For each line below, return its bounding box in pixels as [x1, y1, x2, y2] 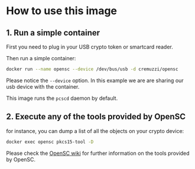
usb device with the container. [6, 83, 80, 90]
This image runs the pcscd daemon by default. [6, 95, 118, 102]
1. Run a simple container [6, 28, 100, 38]
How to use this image [6, 4, 117, 18]
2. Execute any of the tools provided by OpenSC [6, 112, 186, 122]
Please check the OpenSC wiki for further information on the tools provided [6, 149, 190, 157]
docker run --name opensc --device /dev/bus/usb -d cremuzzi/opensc [6, 66, 178, 72]
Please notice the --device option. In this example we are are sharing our [6, 77, 184, 84]
